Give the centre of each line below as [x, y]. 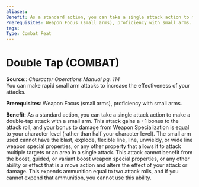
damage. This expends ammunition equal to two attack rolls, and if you [92, 172]
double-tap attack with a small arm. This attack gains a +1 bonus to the [93, 121]
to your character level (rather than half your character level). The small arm [99, 134]
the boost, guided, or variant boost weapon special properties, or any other [98, 159]
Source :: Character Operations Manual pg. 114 [63, 79]
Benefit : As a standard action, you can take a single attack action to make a [98, 115]
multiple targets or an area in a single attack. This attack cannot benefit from [99, 153]
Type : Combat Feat [29, 34]
